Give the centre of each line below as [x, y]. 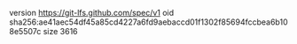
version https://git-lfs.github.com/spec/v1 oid [92, 13]
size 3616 [60, 31]
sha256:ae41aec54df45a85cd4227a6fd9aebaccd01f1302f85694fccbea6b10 [148, 22]
